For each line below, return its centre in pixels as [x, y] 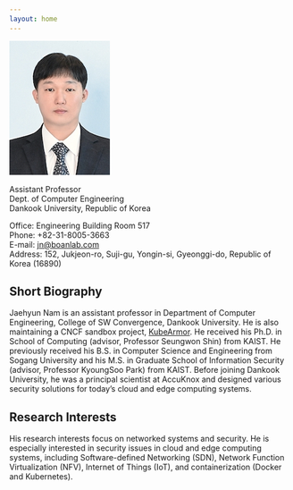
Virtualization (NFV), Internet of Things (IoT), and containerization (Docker [146, 467]
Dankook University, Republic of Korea [80, 208]
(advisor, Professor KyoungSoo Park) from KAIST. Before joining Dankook [144, 370]
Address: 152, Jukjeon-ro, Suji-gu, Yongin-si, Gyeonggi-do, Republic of [140, 254]
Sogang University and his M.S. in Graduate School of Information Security [147, 360]
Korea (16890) [36, 263]
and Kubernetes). [41, 477]
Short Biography [56, 292]
